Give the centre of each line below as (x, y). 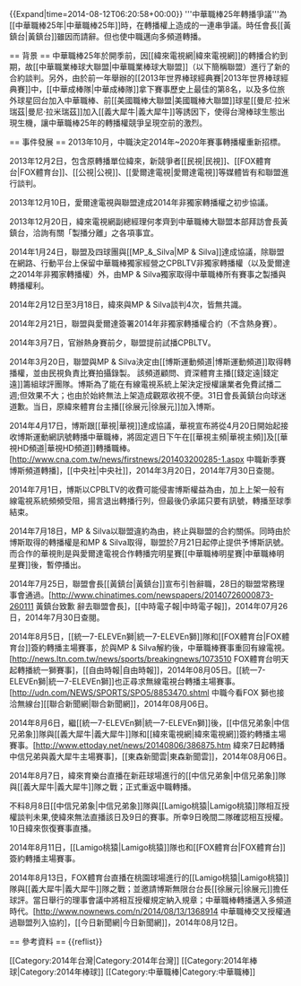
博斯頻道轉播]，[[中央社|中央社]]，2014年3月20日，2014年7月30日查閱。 (144, 471)
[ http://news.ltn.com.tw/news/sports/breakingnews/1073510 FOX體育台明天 (149, 659)
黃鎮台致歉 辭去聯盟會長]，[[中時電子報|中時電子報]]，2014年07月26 (162, 606)
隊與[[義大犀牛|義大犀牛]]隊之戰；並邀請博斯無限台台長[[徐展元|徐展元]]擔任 (149, 889)
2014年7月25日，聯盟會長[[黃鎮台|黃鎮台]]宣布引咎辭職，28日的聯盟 (135, 584)
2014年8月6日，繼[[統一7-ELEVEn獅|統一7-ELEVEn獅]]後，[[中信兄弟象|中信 (150, 723)
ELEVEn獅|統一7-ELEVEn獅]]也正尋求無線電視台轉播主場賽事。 (125, 681)
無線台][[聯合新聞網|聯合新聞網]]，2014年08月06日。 (115, 704)
